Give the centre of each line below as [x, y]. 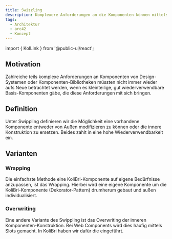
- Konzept [20, 34]
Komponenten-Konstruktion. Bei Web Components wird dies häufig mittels [84, 225]
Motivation [23, 64]
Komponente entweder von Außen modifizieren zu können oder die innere [83, 127]
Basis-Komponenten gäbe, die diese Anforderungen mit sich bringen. [78, 93]
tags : [11, 19]
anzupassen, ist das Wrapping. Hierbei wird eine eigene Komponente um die [86, 185]
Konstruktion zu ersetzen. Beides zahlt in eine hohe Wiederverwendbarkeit [84, 132]
